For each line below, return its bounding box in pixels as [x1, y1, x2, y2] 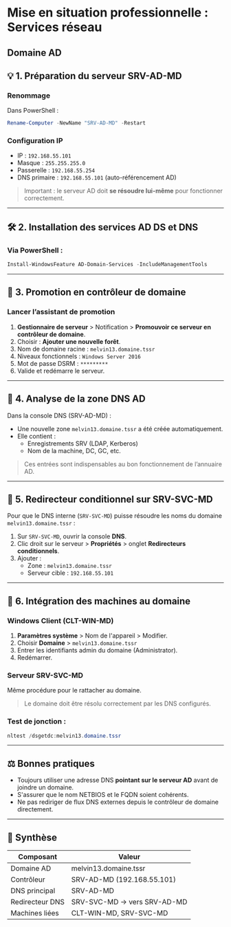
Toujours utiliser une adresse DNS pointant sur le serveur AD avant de [16, 776, 219, 785]
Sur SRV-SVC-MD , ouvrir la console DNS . [16, 532, 127, 541]
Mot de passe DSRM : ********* [16, 359, 109, 367]
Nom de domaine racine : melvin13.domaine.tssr [16, 345, 155, 353]
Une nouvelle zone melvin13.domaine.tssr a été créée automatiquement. [16, 424, 223, 433]
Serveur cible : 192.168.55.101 [27, 569, 114, 577]
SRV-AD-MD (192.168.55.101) [71, 875, 177, 884]
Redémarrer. [16, 653, 53, 662]
